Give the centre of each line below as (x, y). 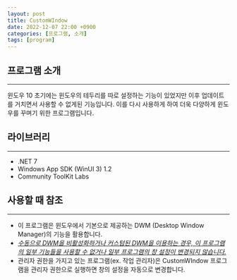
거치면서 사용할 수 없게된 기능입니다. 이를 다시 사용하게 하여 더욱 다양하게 (115, 104)
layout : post (26, 14)
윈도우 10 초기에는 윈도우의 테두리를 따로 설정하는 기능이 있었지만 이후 (104, 95)
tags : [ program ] (31, 40)
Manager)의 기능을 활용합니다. (60, 234)
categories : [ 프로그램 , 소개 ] (47, 34)
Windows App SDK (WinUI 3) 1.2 (65, 169)
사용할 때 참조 (35, 201)
